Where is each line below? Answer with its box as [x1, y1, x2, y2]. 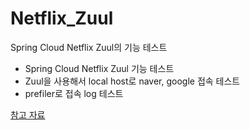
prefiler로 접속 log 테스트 [24, 87, 124, 99]
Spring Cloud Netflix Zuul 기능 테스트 [24, 62, 175, 74]
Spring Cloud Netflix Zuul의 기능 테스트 [10, 41, 168, 53]
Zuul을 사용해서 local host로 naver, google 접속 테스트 [24, 75, 241, 87]
